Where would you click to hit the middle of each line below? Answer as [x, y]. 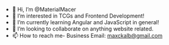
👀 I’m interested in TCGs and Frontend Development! [78, 16]
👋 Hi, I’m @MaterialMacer [44, 9]
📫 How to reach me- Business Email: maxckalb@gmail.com [87, 36]
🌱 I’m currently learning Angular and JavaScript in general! [86, 22]
